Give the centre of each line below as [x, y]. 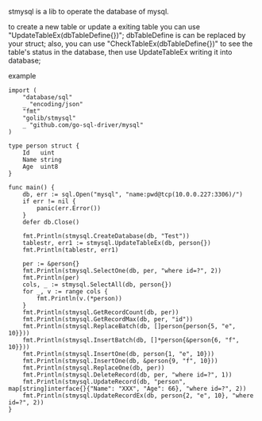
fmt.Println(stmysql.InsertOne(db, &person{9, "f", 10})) [120, 361]
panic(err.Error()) [69, 209]
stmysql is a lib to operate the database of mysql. [89, 11]
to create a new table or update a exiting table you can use [104, 27]
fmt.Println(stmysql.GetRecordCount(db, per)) [101, 312]
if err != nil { [50, 201]
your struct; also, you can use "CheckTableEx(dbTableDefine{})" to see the [131, 44]
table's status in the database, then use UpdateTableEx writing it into [120, 52]
